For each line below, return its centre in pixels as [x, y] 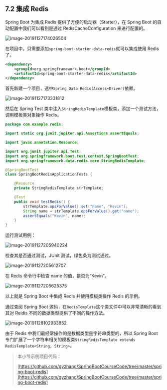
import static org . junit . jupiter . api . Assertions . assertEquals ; [72, 133]
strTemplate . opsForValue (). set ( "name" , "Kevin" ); [76, 206]
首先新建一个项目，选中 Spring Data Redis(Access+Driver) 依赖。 [72, 88]
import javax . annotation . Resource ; [42, 142]
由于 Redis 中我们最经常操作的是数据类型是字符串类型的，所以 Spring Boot [82, 333]
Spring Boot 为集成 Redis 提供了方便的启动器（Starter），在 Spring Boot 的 [81, 22]
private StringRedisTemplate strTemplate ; [59, 188]
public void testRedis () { [42, 201]
